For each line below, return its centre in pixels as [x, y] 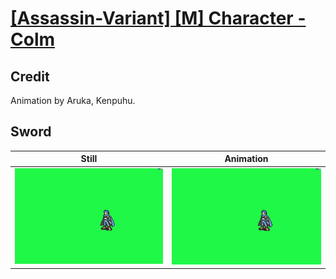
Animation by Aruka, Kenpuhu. [73, 100]
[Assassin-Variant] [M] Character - [158, 18]
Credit [30, 76]
